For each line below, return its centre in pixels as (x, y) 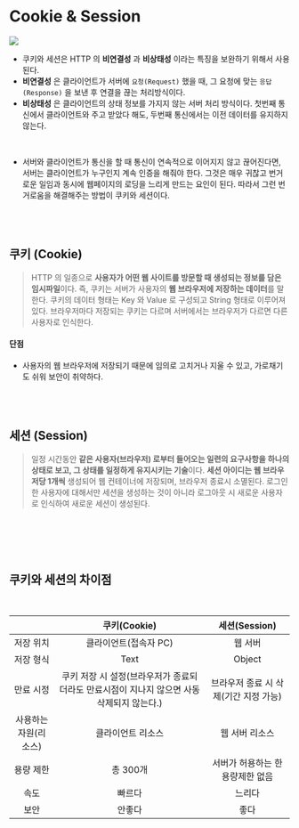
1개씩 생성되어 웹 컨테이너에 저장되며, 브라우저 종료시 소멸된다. (156, 481)
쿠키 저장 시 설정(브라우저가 (116, 676)
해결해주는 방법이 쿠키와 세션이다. (112, 195)
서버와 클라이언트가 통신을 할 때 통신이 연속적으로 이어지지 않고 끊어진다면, (152, 161)
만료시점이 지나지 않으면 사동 (143, 689)
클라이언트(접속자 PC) (129, 643)
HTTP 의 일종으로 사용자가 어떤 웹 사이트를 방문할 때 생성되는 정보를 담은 (156, 277)
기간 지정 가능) (253, 696)
